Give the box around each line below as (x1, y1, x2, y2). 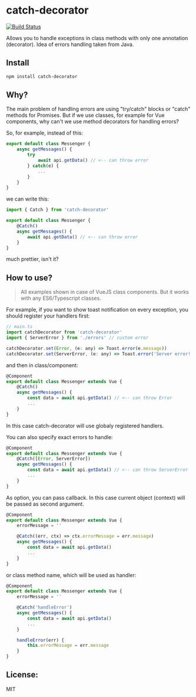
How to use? (6, 273, 53, 283)
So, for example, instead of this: (6, 129, 84, 136)
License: (6, 670, 38, 680)
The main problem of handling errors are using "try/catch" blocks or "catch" (6, 106, 191, 113)
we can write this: (6, 195, 49, 202)
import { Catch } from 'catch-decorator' (6, 207, 109, 213)
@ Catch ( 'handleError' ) (16, 604, 72, 611)
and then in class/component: (6, 361, 78, 369)
